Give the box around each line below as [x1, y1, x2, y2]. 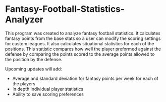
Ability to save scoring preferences [12, 91, 84, 97]
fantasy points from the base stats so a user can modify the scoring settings [5, 35, 161, 41]
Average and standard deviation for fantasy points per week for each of [12, 75, 159, 81]
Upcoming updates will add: [5, 66, 62, 72]
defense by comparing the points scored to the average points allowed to [5, 51, 155, 57]
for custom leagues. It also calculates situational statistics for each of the [5, 40, 155, 46]
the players [12, 80, 36, 87]
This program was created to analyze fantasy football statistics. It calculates [5, 30, 161, 36]
